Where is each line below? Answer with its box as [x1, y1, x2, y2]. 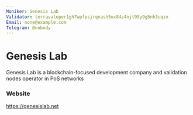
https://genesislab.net [6, 103, 59, 110]
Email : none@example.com [6, 19, 67, 25]
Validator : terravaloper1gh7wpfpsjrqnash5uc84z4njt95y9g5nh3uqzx [6, 14, 168, 20]
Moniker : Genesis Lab [6, 8, 59, 15]
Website [6, 89, 30, 98]
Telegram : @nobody [6, 24, 51, 31]
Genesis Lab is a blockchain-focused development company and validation [6, 69, 187, 76]
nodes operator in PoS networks [6, 75, 84, 82]
